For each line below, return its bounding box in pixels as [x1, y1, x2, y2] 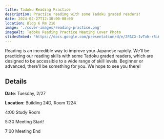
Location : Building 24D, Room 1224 [5, 99, 77, 105]
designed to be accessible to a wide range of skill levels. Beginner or [5, 58, 143, 64]
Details [5, 78, 27, 86]
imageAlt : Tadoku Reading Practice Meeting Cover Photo [5, 30, 121, 35]
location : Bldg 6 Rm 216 [5, 20, 56, 26]
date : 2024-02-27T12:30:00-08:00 [5, 16, 73, 21]
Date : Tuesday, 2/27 [5, 90, 46, 96]
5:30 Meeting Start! [5, 119, 44, 124]
